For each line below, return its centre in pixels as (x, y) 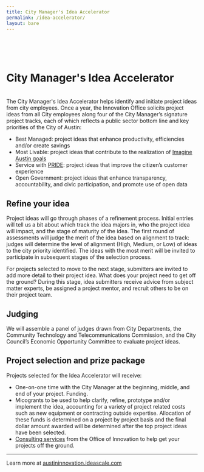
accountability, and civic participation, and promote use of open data (101, 185)
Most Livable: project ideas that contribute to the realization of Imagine (104, 152)
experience (29, 172)
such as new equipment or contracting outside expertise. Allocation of (103, 413)
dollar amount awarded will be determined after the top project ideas (101, 426)
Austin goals (31, 158)
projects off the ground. (45, 445)
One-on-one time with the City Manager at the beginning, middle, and (102, 387)
